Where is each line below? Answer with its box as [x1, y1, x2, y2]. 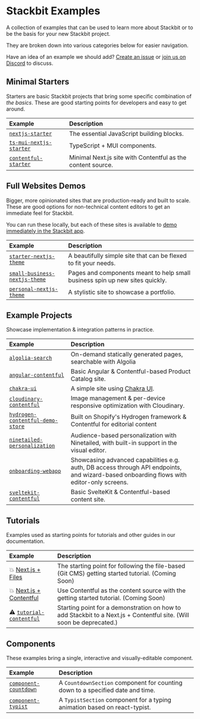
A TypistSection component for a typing [58, 696, 171, 704]
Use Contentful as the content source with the [57, 586, 186, 595]
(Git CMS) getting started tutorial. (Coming [57, 570, 177, 578]
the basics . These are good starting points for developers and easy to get [6, 99, 187, 106]
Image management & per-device [70, 394, 165, 402]
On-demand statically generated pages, [70, 350, 183, 358]
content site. [70, 495, 106, 504]
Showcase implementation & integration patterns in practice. [6, 326, 155, 333]
